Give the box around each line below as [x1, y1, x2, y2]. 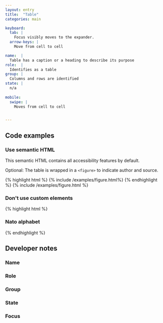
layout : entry [5, 7, 35, 12]
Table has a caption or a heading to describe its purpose [9, 58, 135, 63]
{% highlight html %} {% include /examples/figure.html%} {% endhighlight [5, 176, 158, 182]
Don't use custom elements [5, 194, 73, 201]
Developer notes [5, 244, 58, 252]
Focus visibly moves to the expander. [14, 35, 94, 40]
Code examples [5, 131, 55, 140]
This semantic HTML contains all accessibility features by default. [5, 158, 140, 163]
